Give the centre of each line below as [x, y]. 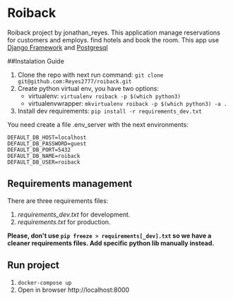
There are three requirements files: [58, 201]
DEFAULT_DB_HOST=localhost [47, 137]
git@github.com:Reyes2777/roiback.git [74, 81]
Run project [34, 265]
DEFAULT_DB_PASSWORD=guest [47, 143]
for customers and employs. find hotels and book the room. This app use [113, 39]
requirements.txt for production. [64, 222]
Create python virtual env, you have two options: [88, 88]
